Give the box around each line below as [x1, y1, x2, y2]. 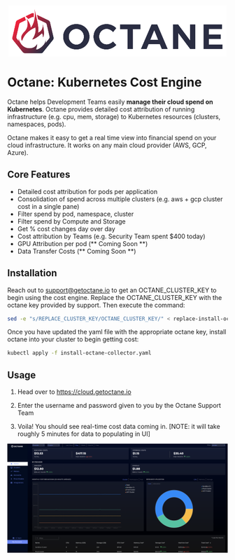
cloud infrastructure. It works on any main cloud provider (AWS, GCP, [7, 141, 208, 149]
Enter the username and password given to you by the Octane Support [17, 402, 222, 410]
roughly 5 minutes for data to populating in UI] [17, 430, 150, 438]
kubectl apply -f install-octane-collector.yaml [7, 350, 152, 357]
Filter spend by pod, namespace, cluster [17, 210, 134, 218]
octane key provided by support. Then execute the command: [7, 301, 185, 309]
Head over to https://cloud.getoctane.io [17, 388, 131, 396]
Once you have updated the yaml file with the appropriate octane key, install [7, 328, 227, 336]
